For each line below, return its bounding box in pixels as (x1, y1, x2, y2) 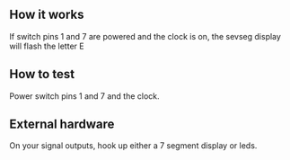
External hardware (9, 117, 115, 132)
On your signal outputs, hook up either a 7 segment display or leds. (9, 140, 258, 151)
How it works (9, 7, 84, 22)
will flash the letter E (9, 40, 84, 51)
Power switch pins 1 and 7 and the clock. (9, 90, 160, 102)
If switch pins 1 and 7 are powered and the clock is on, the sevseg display (9, 31, 281, 41)
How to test (9, 67, 75, 82)
